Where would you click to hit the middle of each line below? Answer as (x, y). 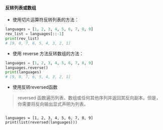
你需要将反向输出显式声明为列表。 (53, 104)
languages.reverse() (27, 68)
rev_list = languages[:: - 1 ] (35, 34)
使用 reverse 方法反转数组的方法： (48, 53)
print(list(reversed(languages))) (42, 122)
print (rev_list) (22, 38)
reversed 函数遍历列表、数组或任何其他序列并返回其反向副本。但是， (89, 98)
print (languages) (23, 72)
